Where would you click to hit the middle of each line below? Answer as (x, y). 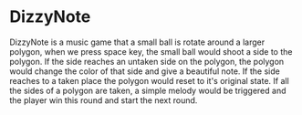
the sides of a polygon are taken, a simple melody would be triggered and (148, 90)
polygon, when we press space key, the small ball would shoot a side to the (151, 51)
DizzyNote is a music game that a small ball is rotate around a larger (137, 42)
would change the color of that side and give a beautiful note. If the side (145, 71)
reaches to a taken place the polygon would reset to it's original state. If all (149, 80)
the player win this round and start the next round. (104, 100)
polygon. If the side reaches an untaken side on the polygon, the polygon (147, 61)
